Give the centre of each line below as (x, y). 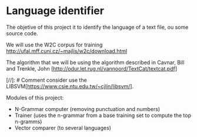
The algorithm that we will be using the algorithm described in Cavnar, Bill (95, 62)
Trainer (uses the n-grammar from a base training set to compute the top (103, 115)
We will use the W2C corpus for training (54, 45)
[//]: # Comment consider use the (46, 80)
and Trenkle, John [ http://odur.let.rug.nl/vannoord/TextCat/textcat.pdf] (92, 68)
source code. (22, 33)
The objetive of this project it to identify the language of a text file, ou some (97, 27)
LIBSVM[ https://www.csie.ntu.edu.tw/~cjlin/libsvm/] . (70, 86)
